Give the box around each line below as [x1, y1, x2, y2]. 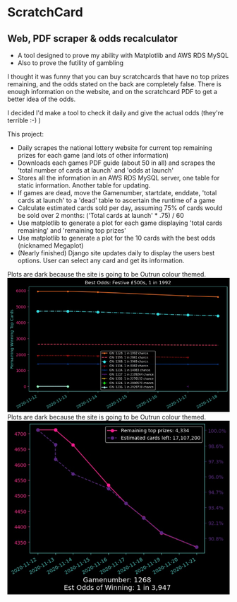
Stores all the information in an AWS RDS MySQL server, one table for [17, 174, 220, 182]
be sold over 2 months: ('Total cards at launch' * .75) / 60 [17, 212, 185, 219]
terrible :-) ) [7, 116, 41, 125]
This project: [7, 130, 44, 138]
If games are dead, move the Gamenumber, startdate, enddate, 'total [17, 189, 217, 197]
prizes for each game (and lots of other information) [17, 151, 169, 159]
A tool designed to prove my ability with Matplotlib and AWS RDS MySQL [17, 51, 229, 59]
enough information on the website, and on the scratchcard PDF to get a [7, 88, 217, 95]
